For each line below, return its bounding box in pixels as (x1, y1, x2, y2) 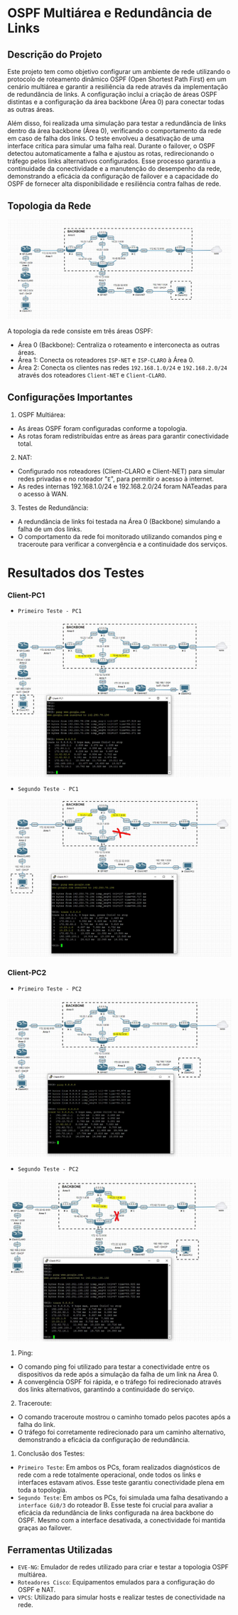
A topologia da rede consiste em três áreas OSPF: (7, 326, 153, 335)
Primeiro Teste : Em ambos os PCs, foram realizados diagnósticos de (17, 1463, 220, 1471)
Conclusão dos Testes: (17, 1449, 85, 1458)
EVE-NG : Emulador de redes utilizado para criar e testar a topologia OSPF (17, 1563, 229, 1572)
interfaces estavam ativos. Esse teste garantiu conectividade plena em (17, 1478, 225, 1486)
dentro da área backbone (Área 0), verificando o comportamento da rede (7, 127, 222, 135)
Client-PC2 (7, 968, 47, 978)
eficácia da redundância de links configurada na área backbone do (17, 1508, 215, 1517)
